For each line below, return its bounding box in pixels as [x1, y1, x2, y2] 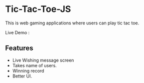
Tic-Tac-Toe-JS [5, 3, 71, 15]
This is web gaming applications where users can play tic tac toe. [5, 20, 140, 26]
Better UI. [12, 73, 32, 79]
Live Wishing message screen [12, 57, 74, 63]
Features [5, 44, 33, 53]
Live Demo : [5, 29, 30, 35]
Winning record [12, 68, 44, 74]
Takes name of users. [12, 62, 57, 68]
